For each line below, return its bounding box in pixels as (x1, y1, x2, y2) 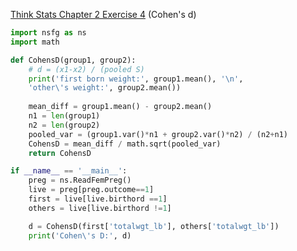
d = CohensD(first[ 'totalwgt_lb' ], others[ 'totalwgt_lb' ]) (28, 221, 280, 231)
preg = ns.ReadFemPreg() (28, 175, 132, 186)
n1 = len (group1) (28, 111, 101, 121)
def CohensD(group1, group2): (10, 55, 137, 65)
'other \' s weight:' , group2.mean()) (28, 83, 182, 93)
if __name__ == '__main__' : (10, 166, 128, 176)
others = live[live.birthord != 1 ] (28, 203, 172, 213)
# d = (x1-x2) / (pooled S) (28, 64, 145, 74)
